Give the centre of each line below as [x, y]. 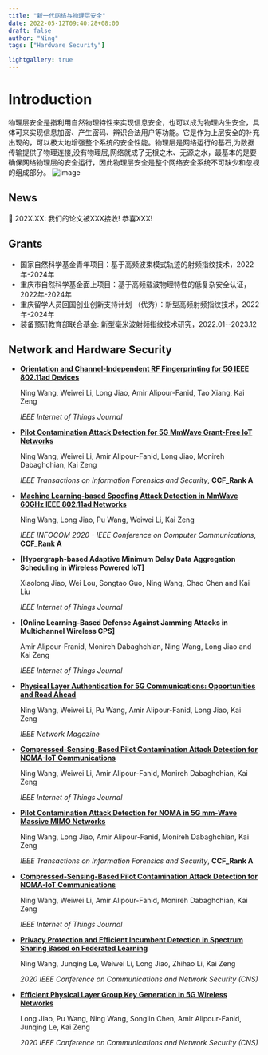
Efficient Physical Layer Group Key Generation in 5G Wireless [123, 995]
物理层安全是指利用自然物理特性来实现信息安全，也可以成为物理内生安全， [130, 122]
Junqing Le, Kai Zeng [55, 1027]
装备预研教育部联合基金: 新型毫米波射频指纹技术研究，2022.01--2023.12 [138, 324]
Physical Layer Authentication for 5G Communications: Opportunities [138, 686]
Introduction [50, 100]
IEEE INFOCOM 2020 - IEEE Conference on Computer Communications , [138, 535]
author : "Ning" [33, 38]
